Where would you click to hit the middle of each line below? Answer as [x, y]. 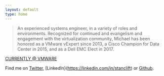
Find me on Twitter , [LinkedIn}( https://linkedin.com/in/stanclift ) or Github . [80, 68]
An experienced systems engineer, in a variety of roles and [77, 28]
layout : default [22, 10]
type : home [16, 14]
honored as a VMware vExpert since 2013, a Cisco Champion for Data [88, 44]
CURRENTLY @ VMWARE [31, 58]
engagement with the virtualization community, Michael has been [83, 38]
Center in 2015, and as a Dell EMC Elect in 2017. [66, 49]
